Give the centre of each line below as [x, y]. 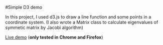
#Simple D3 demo [24, 7]
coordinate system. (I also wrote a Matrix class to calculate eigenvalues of [82, 22]
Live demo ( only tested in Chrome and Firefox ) [54, 37]
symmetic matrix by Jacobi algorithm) [44, 27]
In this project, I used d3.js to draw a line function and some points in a [78, 17]
